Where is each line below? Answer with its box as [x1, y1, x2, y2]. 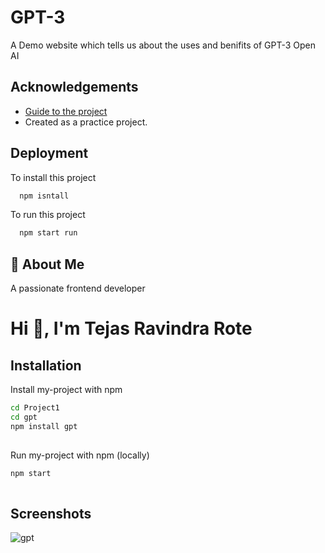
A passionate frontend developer [10, 282, 146, 295]
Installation [10, 357, 82, 374]
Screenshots [10, 505, 92, 522]
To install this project [10, 171, 97, 183]
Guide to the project [24, 105, 108, 117]
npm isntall [19, 191, 70, 201]
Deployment [10, 145, 89, 162]
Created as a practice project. [24, 116, 148, 128]
